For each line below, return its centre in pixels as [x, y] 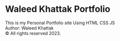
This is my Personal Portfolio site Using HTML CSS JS [60, 23]
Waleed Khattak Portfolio [58, 9]
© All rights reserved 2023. [33, 33]
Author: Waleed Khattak [29, 28]
